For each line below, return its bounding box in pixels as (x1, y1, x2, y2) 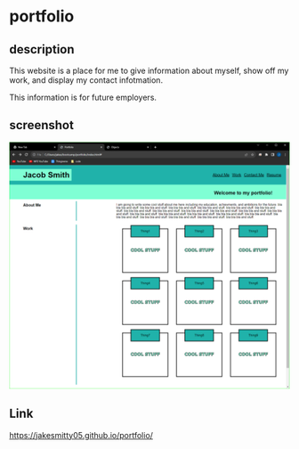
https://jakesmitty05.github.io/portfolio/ (9, 429, 154, 440)
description (9, 42, 75, 57)
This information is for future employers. (9, 92, 158, 102)
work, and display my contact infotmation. (9, 75, 163, 86)
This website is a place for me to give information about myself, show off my (9, 65, 289, 76)
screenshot (9, 118, 74, 133)
